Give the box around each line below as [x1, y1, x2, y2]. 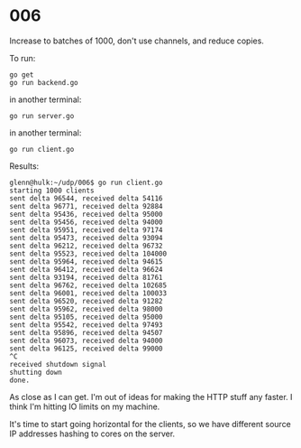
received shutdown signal [9, 359, 106, 369]
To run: [9, 52, 36, 63]
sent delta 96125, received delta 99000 [9, 344, 164, 353]
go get [9, 70, 34, 79]
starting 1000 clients [9, 186, 95, 195]
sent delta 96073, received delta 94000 [9, 336, 164, 345]
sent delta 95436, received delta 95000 [9, 210, 164, 219]
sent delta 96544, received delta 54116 [9, 193, 164, 203]
